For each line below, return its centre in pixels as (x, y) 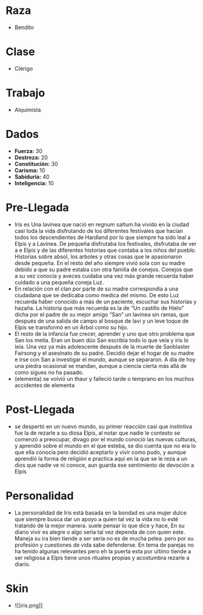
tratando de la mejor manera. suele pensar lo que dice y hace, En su (100, 525)
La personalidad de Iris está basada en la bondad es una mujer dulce (101, 513)
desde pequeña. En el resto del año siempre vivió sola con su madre (100, 263)
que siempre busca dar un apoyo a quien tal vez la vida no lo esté (96, 519)
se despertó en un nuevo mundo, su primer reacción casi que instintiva (103, 426)
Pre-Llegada (37, 207)
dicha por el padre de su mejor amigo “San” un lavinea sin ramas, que (101, 314)
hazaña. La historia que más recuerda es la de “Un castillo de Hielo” (99, 308)
